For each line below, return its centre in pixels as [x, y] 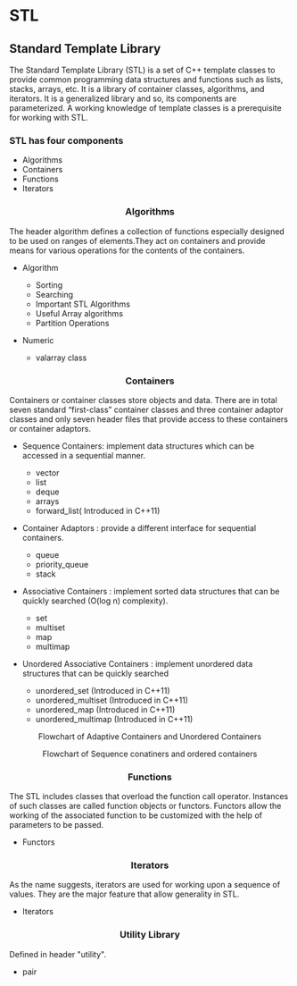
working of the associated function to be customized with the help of [136, 815]
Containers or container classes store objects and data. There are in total [144, 400]
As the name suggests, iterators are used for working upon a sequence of [145, 885]
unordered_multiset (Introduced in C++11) [112, 700]
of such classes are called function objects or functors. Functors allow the [145, 806]
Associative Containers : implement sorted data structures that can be [151, 591]
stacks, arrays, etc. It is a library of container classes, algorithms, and [137, 89]
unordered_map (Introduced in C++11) [105, 709]
